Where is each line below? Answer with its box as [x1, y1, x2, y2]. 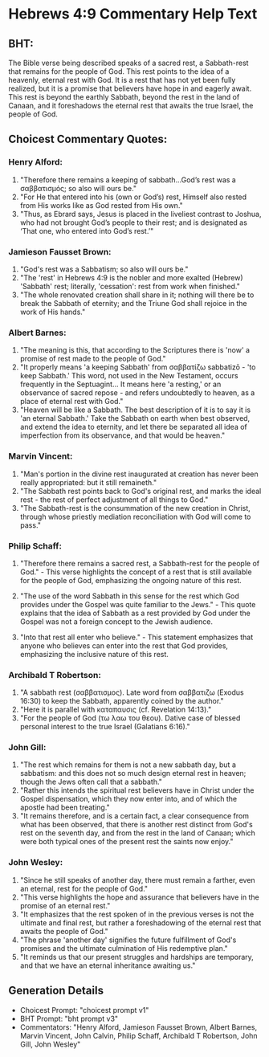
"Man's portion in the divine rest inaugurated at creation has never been [19, 469, 259, 479]
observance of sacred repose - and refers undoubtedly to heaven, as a [19, 388, 255, 398]
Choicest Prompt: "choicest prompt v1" [19, 1005, 149, 1014]
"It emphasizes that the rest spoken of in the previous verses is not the [19, 909, 255, 919]
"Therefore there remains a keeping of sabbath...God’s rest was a [19, 174, 237, 185]
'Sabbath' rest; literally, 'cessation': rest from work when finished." [19, 281, 241, 291]
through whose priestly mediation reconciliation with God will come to [19, 512, 251, 521]
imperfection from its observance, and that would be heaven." [19, 431, 226, 440]
